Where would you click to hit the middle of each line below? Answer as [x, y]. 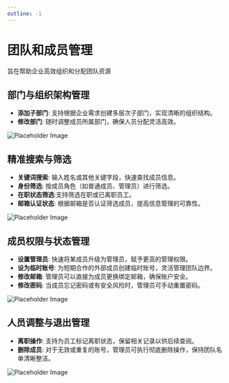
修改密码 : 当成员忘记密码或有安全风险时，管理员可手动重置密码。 [110, 285]
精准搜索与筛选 [39, 159]
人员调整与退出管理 [48, 323]
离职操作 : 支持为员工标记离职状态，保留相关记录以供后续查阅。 [108, 341]
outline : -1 [24, 14]
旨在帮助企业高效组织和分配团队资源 [59, 71]
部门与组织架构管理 [48, 95]
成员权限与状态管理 [48, 241]
